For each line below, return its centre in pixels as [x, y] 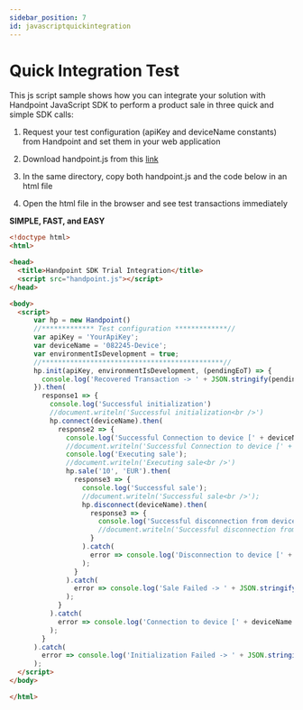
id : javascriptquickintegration [70, 26]
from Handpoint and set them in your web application [121, 141]
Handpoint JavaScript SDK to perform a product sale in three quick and [142, 105]
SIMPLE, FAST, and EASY [57, 221]
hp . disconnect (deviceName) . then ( [144, 505]
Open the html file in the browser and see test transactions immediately [155, 204]
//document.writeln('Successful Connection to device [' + [179, 446]
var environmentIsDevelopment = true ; [106, 354]
